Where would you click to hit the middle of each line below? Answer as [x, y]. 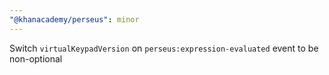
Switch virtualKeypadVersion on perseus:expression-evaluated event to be [164, 48]
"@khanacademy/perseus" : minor [74, 19]
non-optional [36, 58]
